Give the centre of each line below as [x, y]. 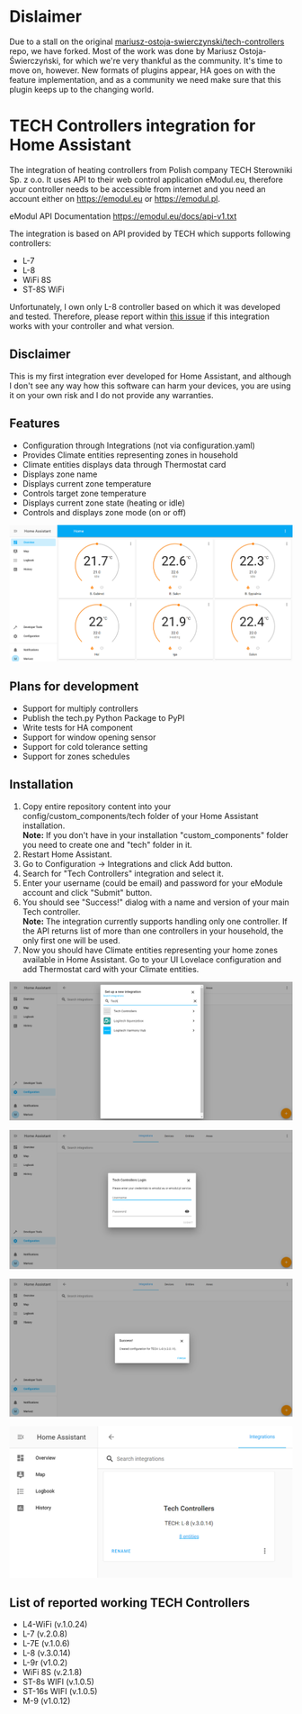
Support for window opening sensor [89, 737]
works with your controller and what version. [92, 325]
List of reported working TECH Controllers [129, 1603]
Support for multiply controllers [80, 708]
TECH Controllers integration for [133, 126]
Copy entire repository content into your [97, 806]
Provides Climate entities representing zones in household [130, 455]
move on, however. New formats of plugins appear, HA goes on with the [142, 70]
